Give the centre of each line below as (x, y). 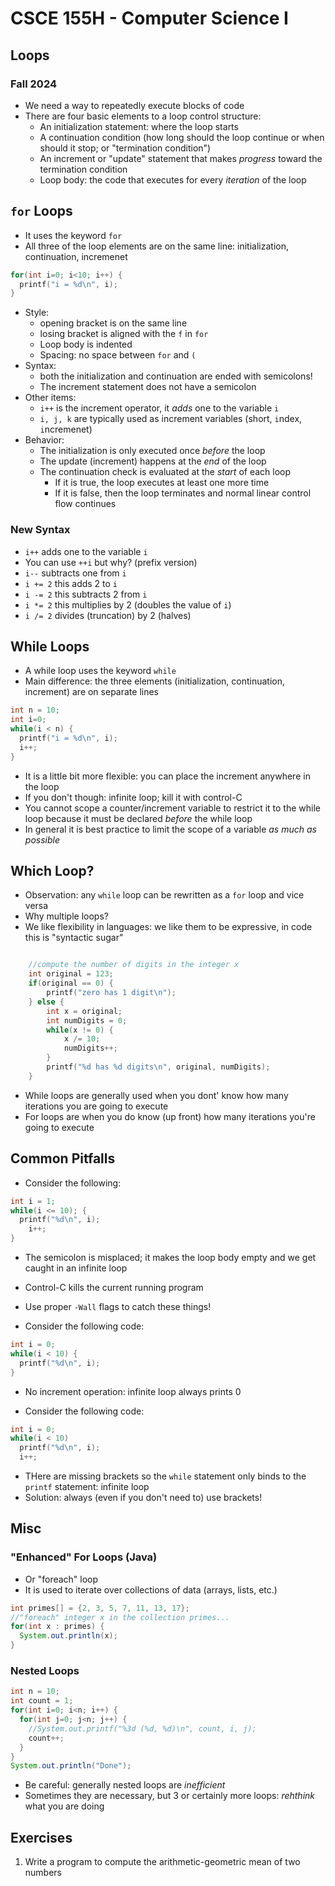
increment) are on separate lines (91, 692)
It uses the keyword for (73, 235)
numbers (43, 1873)
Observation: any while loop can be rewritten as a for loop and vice (164, 895)
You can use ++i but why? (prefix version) (111, 562)
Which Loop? (52, 871)
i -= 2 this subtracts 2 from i (86, 594)
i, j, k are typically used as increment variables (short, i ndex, (171, 419)
